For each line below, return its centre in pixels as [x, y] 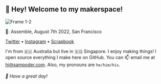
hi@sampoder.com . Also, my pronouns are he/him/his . [63, 65]
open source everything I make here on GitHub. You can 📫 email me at [80, 57]
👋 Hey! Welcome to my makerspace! [64, 9]
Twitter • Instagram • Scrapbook [40, 41]
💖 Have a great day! [26, 76]
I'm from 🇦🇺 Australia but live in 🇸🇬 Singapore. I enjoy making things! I [81, 51]
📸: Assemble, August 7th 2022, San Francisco [54, 32]
